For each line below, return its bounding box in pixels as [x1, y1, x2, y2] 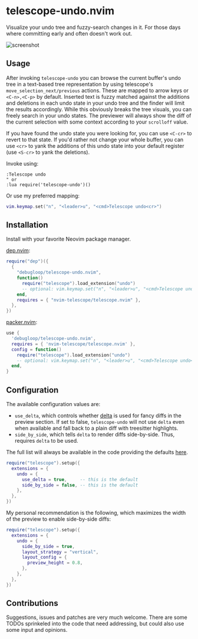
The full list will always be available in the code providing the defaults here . [6, 449, 189, 456]
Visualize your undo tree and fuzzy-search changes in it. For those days [6, 24, 181, 31]
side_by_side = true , [21, 543, 75, 549]
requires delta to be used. [14, 437, 78, 444]
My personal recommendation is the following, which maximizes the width [6, 510, 186, 516]
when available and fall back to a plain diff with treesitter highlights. [14, 424, 179, 432]
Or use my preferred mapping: [6, 192, 80, 199]
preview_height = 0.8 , [27, 560, 83, 566]
